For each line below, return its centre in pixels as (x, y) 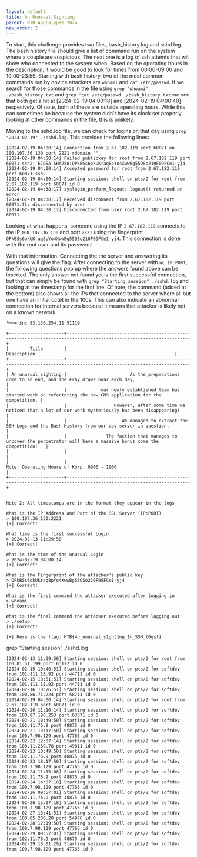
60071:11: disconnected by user (46, 205)
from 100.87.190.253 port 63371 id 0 (52, 715)
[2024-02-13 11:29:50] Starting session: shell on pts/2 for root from (96, 659)
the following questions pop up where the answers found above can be (92, 269)
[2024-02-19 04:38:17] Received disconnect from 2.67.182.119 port (91, 200)
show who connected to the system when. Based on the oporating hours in (97, 64)
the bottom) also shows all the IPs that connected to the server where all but (98, 294)
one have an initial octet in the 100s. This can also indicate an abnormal (93, 300)
